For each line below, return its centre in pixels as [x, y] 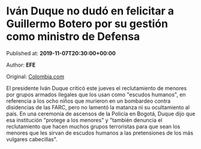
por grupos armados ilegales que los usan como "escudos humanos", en [96, 94]
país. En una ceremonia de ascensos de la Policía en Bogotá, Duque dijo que [101, 114]
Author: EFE [21, 65]
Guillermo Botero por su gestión [87, 24]
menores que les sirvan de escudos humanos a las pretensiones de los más [100, 133]
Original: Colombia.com [35, 76]
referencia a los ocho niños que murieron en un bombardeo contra [88, 101]
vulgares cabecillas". [32, 139]
